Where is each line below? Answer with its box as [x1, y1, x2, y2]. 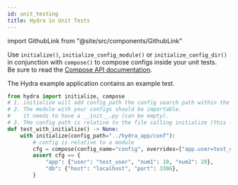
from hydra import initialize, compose [7, 93, 125, 100]
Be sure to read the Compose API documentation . [7, 65, 152, 74]
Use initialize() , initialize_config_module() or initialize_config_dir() [7, 50, 228, 59]
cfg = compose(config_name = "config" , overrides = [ [33, 145, 182, 152]
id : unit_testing [7, 10, 59, 18]
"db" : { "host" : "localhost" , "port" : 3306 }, [45, 165, 179, 172]
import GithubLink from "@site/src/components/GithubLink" [7, 36, 183, 45]
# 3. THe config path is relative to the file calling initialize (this [7, 119, 227, 126]
